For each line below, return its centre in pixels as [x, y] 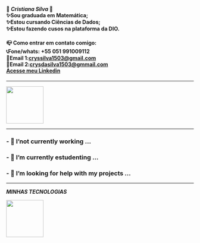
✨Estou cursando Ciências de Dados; [53, 22]
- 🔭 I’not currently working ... [49, 141]
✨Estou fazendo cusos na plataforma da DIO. [63, 29]
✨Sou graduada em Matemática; [47, 15]
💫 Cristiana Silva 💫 [30, 9]
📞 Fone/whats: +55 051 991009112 [48, 52]
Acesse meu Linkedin [33, 71]
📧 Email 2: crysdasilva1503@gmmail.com [57, 64]
